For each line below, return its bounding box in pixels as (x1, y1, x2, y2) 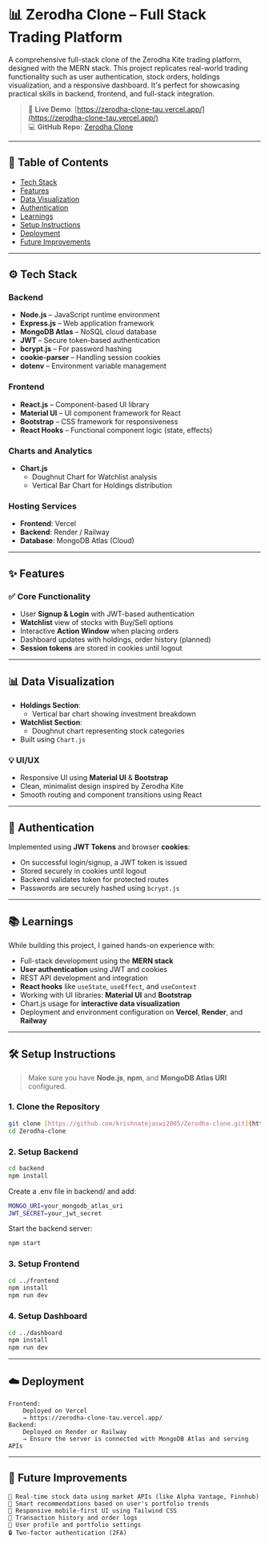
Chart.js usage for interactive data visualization (19, 999, 180, 1008)
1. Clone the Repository (8, 1101, 100, 1113)
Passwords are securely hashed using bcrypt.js (19, 883, 180, 892)
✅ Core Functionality (8, 590, 90, 602)
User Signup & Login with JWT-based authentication (19, 609, 195, 619)
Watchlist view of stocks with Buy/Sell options (19, 618, 174, 627)
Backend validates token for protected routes (19, 874, 170, 884)
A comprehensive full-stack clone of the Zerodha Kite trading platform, (8, 55, 243, 64)
